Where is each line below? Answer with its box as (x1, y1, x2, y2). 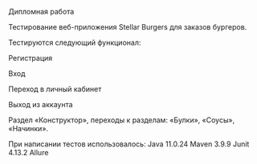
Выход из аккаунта (8, 100, 74, 109)
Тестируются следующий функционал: (8, 38, 141, 47)
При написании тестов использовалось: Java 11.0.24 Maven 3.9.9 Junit (8, 139, 250, 149)
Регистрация (8, 54, 53, 62)
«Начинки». (8, 124, 49, 133)
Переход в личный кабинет (8, 84, 102, 94)
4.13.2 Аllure (8, 148, 49, 157)
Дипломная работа (8, 7, 75, 16)
